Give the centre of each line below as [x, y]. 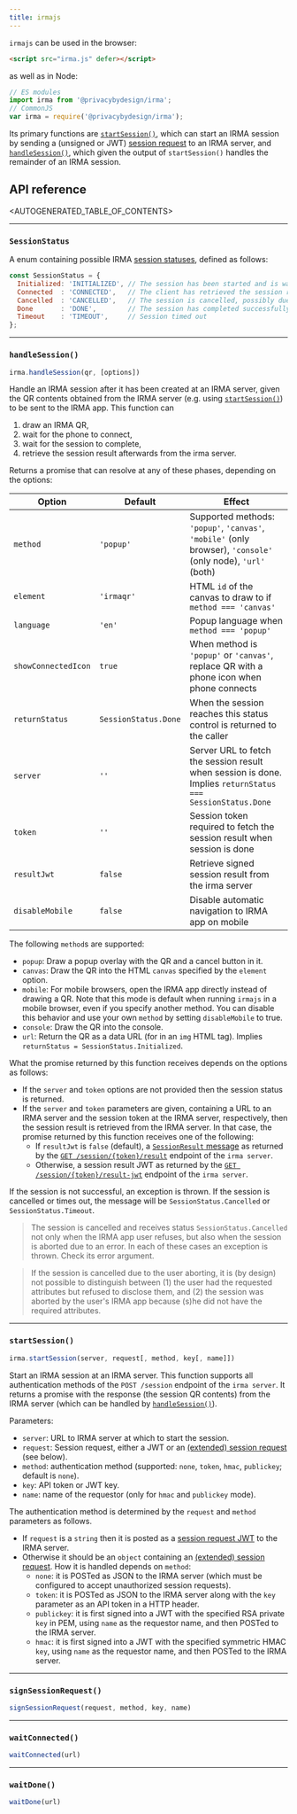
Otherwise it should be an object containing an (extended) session [143, 1557]
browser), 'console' [231, 550]
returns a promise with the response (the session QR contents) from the [140, 1394]
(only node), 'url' [227, 561]
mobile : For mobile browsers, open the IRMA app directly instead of [145, 990]
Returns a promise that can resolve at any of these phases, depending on [143, 471]
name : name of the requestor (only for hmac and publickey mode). [139, 1494]
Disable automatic [227, 900]
